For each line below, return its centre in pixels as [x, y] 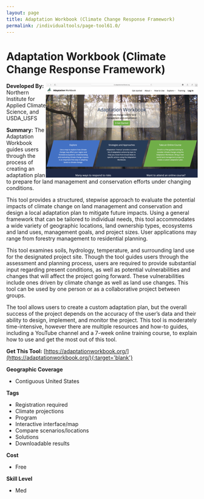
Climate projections [39, 411]
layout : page [23, 13]
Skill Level [19, 479]
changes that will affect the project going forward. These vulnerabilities [96, 276]
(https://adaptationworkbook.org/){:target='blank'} [70, 358]
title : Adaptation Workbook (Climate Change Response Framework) [90, 19]
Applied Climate [26, 106]
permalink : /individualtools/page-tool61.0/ [63, 25]
